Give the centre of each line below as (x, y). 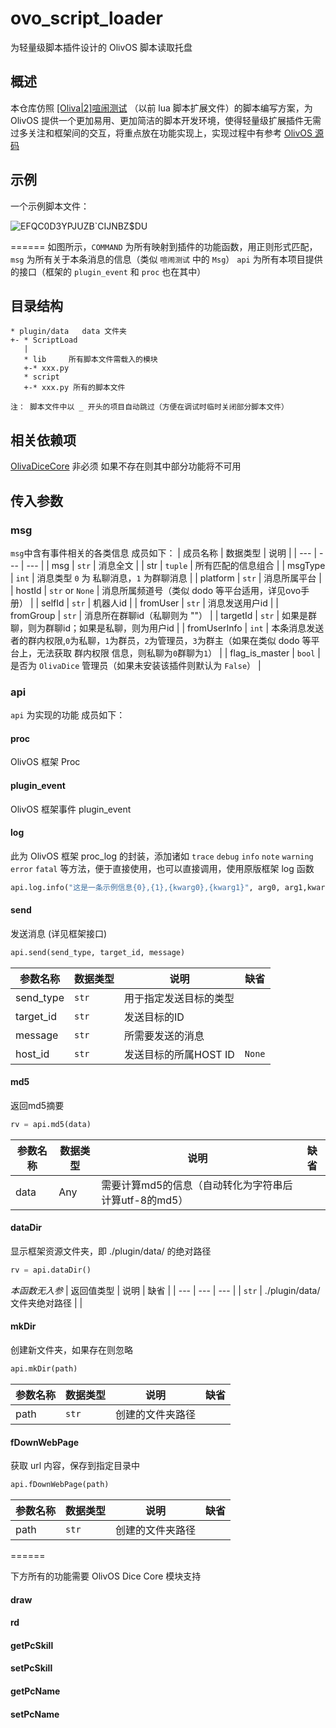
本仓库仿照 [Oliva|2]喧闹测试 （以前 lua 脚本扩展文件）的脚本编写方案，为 (161, 108)
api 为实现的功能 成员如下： (68, 715)
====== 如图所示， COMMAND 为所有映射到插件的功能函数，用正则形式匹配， (164, 246)
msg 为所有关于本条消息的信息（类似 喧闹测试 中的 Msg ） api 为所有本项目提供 (166, 259)
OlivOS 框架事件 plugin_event (71, 809)
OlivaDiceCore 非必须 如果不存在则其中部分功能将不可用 (126, 466)
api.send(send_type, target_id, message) (98, 952)
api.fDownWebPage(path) (60, 1485)
